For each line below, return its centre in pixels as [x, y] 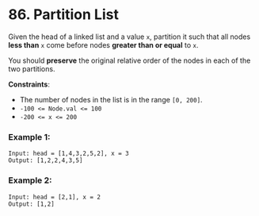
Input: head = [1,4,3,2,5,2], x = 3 [69, 154]
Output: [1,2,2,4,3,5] [46, 160]
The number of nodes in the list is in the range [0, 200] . [111, 99]
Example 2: [30, 180]
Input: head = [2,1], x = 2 [55, 197]
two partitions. [32, 68]
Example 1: [29, 137]
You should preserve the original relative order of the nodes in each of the [129, 60]
